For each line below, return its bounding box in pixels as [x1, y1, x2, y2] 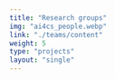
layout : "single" [9, 55, 75, 64]
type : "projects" [9, 47, 75, 56]
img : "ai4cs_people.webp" [9, 22, 107, 31]
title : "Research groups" [9, 13, 107, 23]
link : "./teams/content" [9, 30, 103, 39]
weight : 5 [9, 38, 47, 48]
